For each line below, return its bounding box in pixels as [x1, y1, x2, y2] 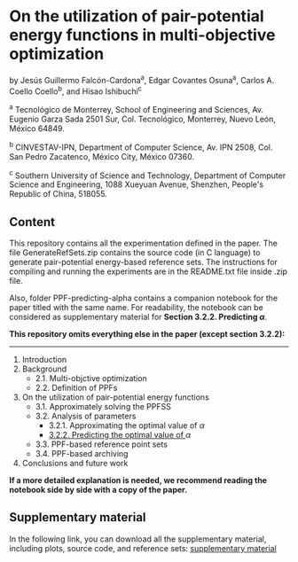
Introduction [21, 355, 67, 365]
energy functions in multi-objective [9, 25, 276, 45]
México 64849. [9, 122, 65, 134]
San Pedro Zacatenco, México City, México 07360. [9, 151, 195, 161]
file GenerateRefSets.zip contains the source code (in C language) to [9, 247, 261, 258]
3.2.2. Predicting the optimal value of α [48, 430, 192, 441]
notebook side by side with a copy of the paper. [9, 485, 188, 496]
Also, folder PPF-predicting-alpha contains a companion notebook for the [9, 293, 278, 303]
